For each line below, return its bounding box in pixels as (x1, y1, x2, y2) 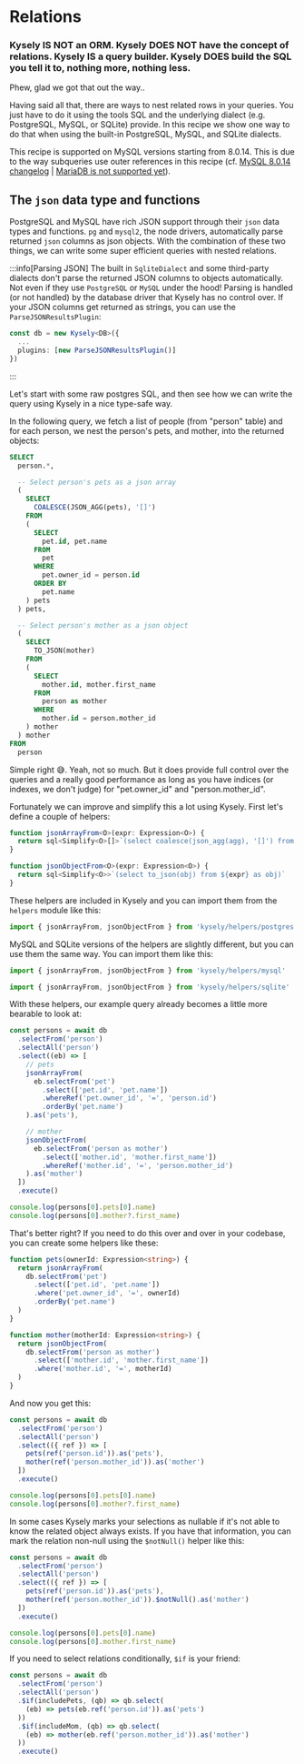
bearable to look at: (9, 1008, 82, 1020)
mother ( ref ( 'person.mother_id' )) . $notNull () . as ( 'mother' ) (25, 1595, 250, 1605)
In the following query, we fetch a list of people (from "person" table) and (9, 416, 283, 427)
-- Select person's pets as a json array (17, 478, 177, 487)
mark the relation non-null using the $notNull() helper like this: (9, 1535, 245, 1546)
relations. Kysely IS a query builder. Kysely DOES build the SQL (9, 50, 292, 63)
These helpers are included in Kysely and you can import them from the (9, 894, 278, 906)
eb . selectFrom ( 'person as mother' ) (33, 1144, 169, 1153)
